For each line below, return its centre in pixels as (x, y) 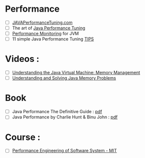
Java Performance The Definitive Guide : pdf (57, 112)
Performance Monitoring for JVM (45, 34)
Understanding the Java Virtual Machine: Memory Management (76, 73)
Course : (23, 137)
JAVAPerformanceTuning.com (42, 22)
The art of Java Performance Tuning (49, 28)
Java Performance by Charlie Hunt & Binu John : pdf (65, 117)
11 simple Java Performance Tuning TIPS (53, 39)
